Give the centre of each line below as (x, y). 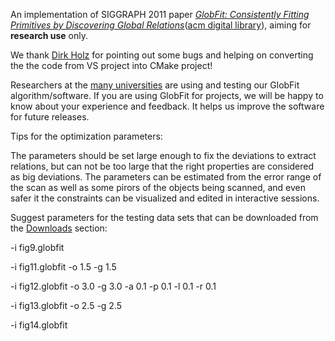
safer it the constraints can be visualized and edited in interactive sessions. (165, 198)
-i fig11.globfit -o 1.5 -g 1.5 (63, 267)
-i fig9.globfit (37, 247)
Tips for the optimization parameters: (86, 136)
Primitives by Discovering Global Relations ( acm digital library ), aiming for (161, 25)
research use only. (49, 35)
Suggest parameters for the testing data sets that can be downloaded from (164, 217)
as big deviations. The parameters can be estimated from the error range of (166, 177)
